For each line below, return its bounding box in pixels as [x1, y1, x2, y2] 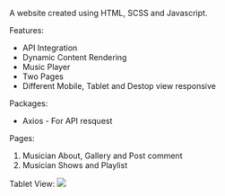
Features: [9, 25, 45, 35]
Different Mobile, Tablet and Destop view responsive [22, 81, 217, 91]
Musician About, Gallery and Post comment [22, 150, 183, 161]
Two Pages [22, 71, 65, 82]
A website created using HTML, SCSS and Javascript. [9, 8, 208, 18]
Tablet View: [9, 179, 56, 189]
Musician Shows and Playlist [22, 160, 128, 170]
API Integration [22, 42, 78, 53]
